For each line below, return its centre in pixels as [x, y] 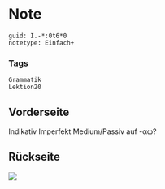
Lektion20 [25, 87]
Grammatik [25, 80]
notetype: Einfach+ [41, 43]
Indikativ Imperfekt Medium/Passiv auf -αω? [82, 131]
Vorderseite [39, 112]
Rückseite [35, 157]
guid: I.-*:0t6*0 [38, 36]
